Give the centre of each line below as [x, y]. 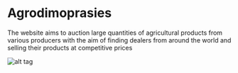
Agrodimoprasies [60, 13]
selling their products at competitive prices [70, 47]
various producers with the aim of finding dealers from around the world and [119, 40]
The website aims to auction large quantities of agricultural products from [115, 33]
